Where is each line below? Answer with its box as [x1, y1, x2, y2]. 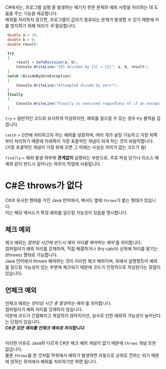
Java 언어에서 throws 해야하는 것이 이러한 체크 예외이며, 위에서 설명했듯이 [5, 258, 149, 264]
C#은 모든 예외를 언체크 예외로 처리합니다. [5, 325, 85, 331]
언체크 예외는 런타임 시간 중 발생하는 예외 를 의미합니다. [5, 300, 112, 306]
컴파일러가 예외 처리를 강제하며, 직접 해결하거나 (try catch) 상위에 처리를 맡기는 [5, 246, 158, 252]
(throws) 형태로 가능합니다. [5, 252, 58, 258]
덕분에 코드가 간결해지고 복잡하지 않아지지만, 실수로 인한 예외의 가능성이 [5, 312, 144, 318]
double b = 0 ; [7, 37, 37, 42]
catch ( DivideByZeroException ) [7, 74, 72, 78]
